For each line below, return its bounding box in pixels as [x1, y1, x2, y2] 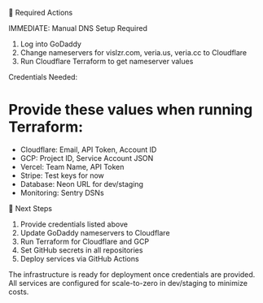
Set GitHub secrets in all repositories [20, 245, 143, 255]
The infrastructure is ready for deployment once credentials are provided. [8, 269, 256, 279]
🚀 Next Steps [8, 203, 53, 213]
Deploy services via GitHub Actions [20, 253, 140, 263]
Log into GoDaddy [20, 39, 81, 49]
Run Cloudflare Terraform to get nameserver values [20, 57, 194, 66]
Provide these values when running [8, 101, 253, 119]
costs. [8, 287, 29, 297]
